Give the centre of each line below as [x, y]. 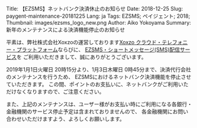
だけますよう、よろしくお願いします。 [78, 119]
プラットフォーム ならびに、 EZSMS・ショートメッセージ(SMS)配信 [98, 50]
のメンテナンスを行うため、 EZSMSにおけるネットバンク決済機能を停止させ [99, 77]
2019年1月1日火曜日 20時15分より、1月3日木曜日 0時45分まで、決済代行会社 [98, 69]
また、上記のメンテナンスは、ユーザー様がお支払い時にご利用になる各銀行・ [99, 104]
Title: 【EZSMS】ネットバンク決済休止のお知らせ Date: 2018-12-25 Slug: [95, 9]
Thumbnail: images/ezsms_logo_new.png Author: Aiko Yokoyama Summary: [98, 23]
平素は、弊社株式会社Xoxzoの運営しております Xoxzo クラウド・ [84, 42]
